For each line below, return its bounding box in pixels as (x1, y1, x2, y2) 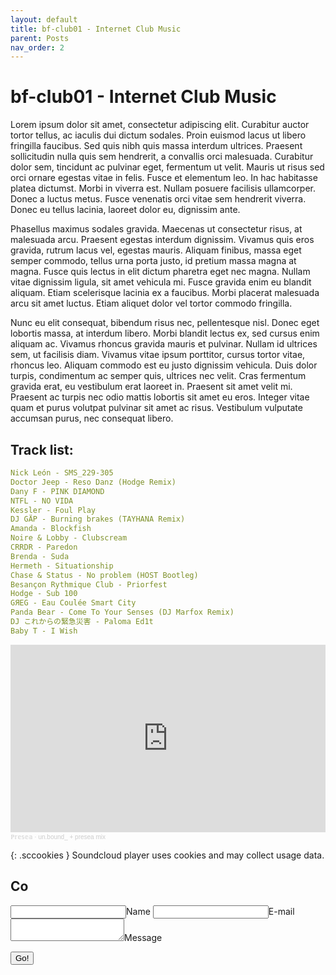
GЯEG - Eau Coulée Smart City (10, 598, 137, 608)
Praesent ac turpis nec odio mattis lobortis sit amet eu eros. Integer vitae (10, 391, 310, 403)
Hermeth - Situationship (10, 561, 114, 571)
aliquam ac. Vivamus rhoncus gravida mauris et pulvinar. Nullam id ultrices (10, 338, 318, 350)
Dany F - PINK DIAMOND (10, 486, 105, 496)
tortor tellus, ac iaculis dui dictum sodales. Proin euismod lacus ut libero (10, 129, 307, 141)
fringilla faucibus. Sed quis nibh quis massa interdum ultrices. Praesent (10, 140, 303, 152)
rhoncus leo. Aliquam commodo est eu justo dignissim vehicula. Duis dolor (10, 359, 318, 371)
